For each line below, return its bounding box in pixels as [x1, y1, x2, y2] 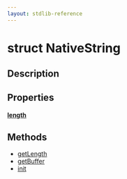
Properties [7, 91, 54, 103]
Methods [7, 131, 47, 143]
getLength [17, 150, 47, 157]
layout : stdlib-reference [7, 10, 82, 17]
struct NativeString [7, 40, 121, 56]
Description [7, 68, 59, 80]
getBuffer [17, 157, 45, 165]
